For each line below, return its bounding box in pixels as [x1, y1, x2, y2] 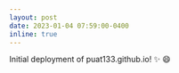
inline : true [9, 29, 58, 38]
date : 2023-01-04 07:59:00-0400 [9, 21, 129, 30]
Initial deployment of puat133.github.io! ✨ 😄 [9, 54, 171, 65]
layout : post [9, 12, 58, 22]
